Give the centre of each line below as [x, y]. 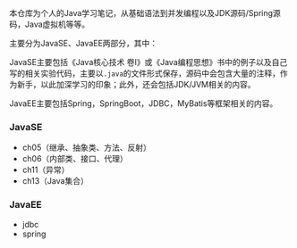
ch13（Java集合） [55, 181]
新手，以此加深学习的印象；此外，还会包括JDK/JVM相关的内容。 [136, 84]
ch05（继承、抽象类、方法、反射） [87, 148]
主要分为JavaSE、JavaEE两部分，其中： [84, 43]
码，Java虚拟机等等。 [50, 24]
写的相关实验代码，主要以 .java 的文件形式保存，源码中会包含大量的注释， [144, 73]
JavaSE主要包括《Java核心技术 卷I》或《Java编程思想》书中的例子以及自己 [148, 62]
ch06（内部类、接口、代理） [75, 159]
